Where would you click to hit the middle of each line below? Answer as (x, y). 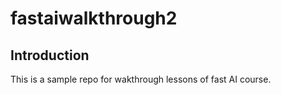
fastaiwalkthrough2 (94, 18)
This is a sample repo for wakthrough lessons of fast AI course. (141, 79)
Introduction (50, 55)
